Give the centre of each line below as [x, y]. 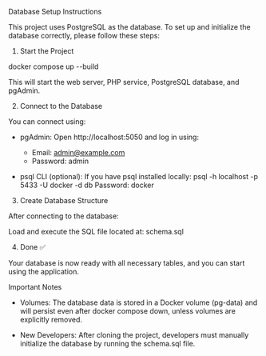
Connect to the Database [61, 106]
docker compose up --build [54, 66]
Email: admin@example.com [78, 152]
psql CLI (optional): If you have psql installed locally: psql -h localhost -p [139, 176]
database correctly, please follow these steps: [84, 36]
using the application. [44, 272]
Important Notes [35, 287]
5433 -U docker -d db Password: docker [87, 185]
